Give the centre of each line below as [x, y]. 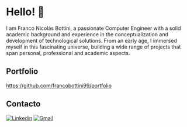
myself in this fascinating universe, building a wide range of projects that [93, 47]
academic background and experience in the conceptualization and [87, 34]
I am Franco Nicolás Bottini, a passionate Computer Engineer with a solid [93, 28]
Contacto [23, 104]
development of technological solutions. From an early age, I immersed [91, 40]
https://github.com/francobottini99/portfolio [59, 85]
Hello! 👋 [25, 12]
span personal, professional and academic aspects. [68, 53]
